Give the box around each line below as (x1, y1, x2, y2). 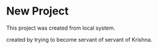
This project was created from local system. (6, 24, 116, 31)
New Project (6, 4, 69, 18)
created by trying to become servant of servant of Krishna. (6, 36, 153, 43)
